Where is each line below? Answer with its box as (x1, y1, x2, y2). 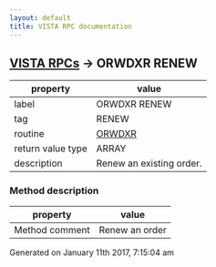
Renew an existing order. (96, 157, 202, 169)
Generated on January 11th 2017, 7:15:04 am (9, 247, 175, 258)
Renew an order (98, 223, 167, 236)
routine (14, 128, 45, 140)
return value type (14, 142, 88, 155)
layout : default (9, 13, 71, 23)
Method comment (14, 223, 90, 236)
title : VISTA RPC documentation (9, 22, 132, 31)
